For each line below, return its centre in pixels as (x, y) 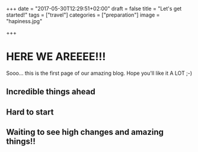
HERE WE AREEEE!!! (56, 57)
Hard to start (30, 112)
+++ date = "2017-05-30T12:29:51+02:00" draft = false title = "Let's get (94, 9)
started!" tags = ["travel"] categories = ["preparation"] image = (83, 15)
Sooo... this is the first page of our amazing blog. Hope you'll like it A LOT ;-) (99, 73)
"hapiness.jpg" (24, 21)
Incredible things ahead (51, 92)
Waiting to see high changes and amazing (85, 132)
